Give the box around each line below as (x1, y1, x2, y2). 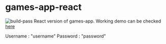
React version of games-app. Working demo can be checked (34, 18, 161, 24)
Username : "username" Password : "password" (5, 33, 106, 39)
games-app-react (5, 1, 82, 13)
